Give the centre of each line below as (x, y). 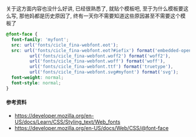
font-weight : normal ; (38, 78)
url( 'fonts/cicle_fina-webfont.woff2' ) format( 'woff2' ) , (100, 56)
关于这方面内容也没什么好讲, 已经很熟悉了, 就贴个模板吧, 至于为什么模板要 (95, 8)
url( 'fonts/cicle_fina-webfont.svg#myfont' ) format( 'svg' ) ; (104, 72)
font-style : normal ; (36, 83)
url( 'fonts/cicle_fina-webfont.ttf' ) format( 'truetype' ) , (101, 67)
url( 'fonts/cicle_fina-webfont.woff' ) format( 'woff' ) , (97, 61)
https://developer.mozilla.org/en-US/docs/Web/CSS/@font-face (92, 128)
